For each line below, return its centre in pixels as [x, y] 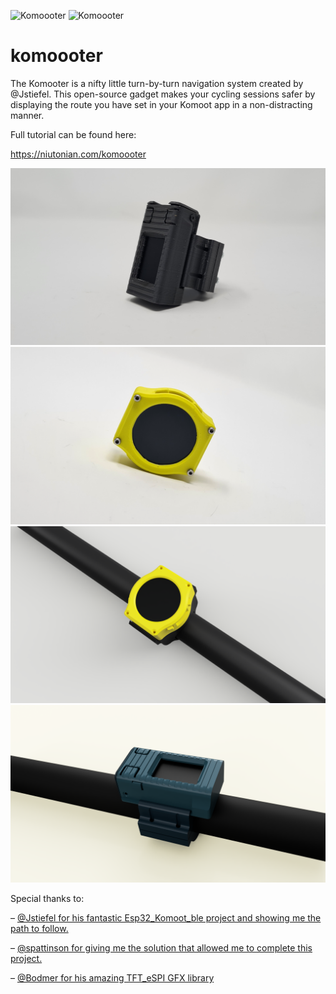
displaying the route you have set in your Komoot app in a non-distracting [161, 104]
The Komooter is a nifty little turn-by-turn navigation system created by [157, 83]
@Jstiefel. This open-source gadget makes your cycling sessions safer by [163, 94]
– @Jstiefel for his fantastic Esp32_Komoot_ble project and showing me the [166, 917]
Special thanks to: [47, 898]
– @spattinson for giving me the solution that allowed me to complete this [161, 947]
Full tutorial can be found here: [73, 134]
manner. [27, 115]
